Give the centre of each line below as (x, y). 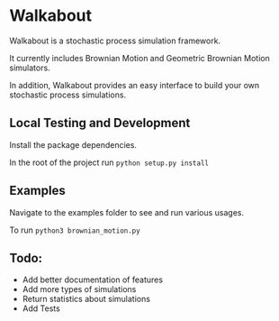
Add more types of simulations (79, 289)
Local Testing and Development (100, 123)
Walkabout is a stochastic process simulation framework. (115, 41)
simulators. (30, 68)
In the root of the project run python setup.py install (109, 162)
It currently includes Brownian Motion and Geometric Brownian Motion (139, 58)
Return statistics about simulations (86, 299)
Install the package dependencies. (73, 144)
